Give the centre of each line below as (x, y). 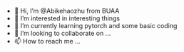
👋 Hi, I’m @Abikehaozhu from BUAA (67, 11)
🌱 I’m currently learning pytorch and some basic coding (96, 26)
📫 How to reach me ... (47, 41)
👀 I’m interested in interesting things (67, 18)
